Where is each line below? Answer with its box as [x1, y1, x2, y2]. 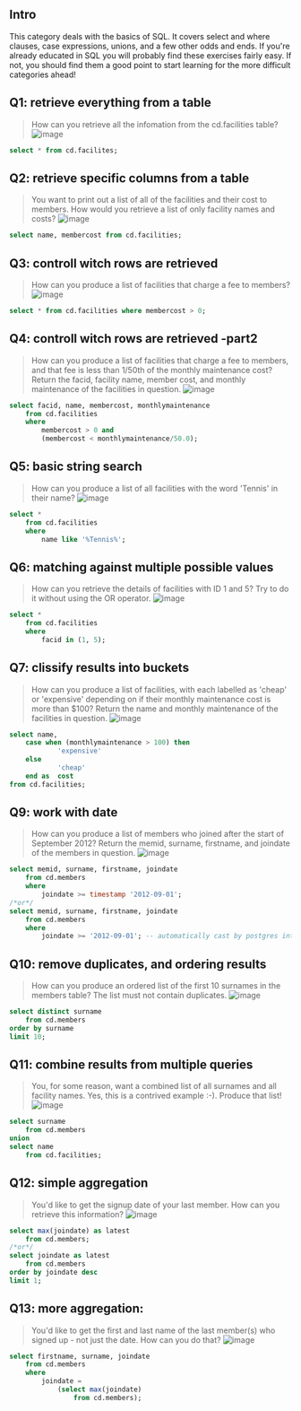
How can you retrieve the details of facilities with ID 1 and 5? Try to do [30, 583, 289, 595]
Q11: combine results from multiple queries [9, 1058, 254, 1073]
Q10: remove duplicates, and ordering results [9, 956, 267, 971]
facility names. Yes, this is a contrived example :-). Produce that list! [30, 1090, 282, 1102]
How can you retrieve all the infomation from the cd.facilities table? [30, 118, 279, 129]
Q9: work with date [9, 805, 118, 820]
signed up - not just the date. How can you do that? [30, 1334, 221, 1345]
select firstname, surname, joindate [9, 1352, 150, 1361]
